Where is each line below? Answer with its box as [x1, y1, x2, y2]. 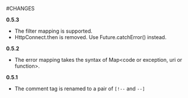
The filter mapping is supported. [14, 27, 93, 34]
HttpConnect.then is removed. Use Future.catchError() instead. [14, 34, 167, 40]
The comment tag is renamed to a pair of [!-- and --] [14, 85, 145, 92]
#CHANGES [6, 5, 35, 12]
